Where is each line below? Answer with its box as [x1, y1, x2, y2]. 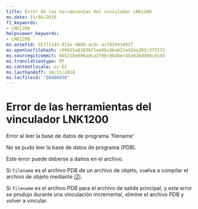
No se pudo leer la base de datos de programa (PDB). [6, 144, 137, 151]
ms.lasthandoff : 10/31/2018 [6, 69, 76, 75]
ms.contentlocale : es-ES [6, 63, 67, 70]
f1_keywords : [6, 20, 38, 25]
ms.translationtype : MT [6, 58, 65, 64]
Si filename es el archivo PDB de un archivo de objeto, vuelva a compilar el [6, 167, 189, 174]
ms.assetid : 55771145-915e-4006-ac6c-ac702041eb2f [6, 42, 134, 48]
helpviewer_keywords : [6, 31, 60, 37]
